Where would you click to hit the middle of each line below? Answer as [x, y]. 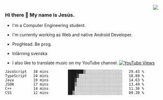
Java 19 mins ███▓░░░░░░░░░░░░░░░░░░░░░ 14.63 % [75, 80]
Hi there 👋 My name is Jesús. [40, 15]
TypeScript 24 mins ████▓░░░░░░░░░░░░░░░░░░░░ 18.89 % [75, 76]
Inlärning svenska [30, 54]
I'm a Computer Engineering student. [49, 26]
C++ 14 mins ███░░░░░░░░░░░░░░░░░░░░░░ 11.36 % [75, 89]
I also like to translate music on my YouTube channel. [65, 63]
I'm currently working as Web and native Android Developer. [72, 35]
